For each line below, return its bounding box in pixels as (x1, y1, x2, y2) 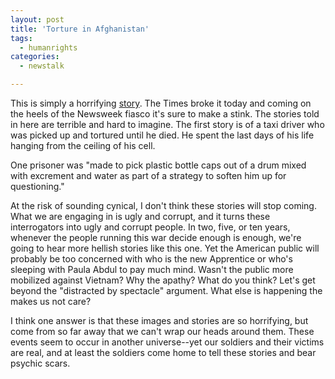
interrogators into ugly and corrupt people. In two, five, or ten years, (10, 221, 291, 233)
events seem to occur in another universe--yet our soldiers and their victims (10, 336, 325, 348)
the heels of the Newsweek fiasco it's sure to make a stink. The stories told (10, 108, 320, 120)
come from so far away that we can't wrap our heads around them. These (10, 326, 315, 337)
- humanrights (19, 42, 78, 53)
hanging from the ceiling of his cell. (10, 140, 156, 151)
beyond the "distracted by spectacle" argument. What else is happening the (10, 285, 323, 296)
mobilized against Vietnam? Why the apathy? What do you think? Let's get (10, 274, 316, 286)
